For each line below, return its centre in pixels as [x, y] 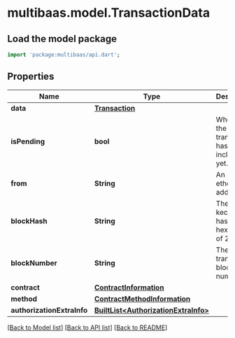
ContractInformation [129, 287]
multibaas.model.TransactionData [109, 13]
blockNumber [34, 262]
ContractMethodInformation [142, 299]
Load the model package [62, 39]
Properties [31, 77]
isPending [28, 141]
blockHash [29, 220]
